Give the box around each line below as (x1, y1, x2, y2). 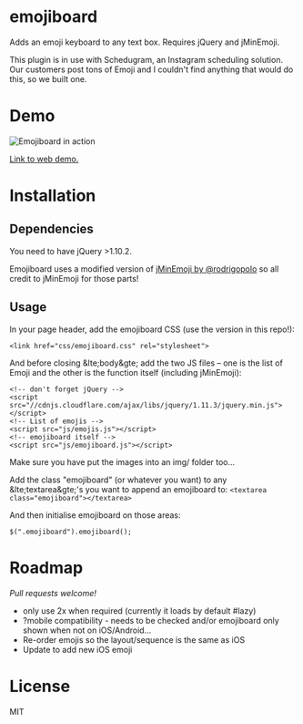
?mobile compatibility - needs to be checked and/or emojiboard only (22, 615, 279, 626)
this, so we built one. (9, 73, 87, 84)
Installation (9, 185, 96, 206)
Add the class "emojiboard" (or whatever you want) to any (9, 474, 227, 485)
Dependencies (9, 222, 94, 237)
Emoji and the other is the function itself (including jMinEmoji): (9, 367, 242, 378)
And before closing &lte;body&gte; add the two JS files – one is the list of (9, 357, 284, 368)
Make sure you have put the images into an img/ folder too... (9, 456, 236, 467)
